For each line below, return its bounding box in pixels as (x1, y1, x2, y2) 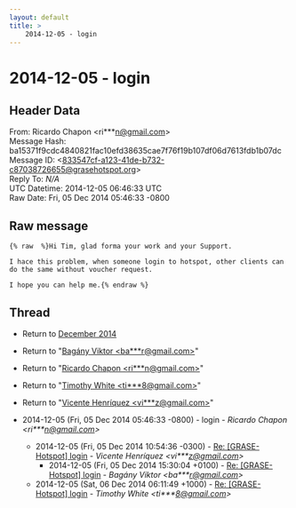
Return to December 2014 (21, 329, 117, 338)
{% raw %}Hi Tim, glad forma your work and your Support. (9, 242, 233, 251)
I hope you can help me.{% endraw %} (9, 281, 149, 290)
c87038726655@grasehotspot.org (9, 164, 136, 175)
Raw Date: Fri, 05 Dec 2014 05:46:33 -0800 (9, 193, 171, 203)
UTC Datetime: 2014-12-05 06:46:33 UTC (9, 183, 163, 194)
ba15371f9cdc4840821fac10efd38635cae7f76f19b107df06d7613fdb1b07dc (9, 146, 282, 156)
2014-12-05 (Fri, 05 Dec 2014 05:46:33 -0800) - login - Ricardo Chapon (21, 415, 287, 425)
